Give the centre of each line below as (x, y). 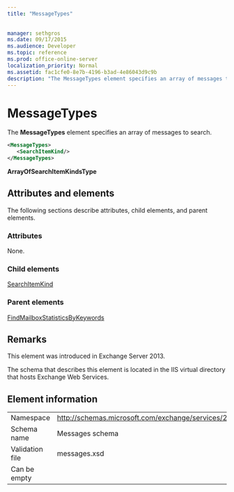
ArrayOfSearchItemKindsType (52, 171)
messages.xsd (80, 454)
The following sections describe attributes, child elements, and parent (107, 210)
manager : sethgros (34, 33)
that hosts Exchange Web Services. (58, 377)
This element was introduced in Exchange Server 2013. (86, 356)
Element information (53, 399)
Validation (27, 449)
